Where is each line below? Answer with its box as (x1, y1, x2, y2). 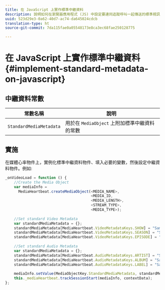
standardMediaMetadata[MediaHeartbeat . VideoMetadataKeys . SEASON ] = (14, 230, 155, 235)
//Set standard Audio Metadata (14, 244, 78, 249)
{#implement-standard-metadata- (5, 63, 149, 74)
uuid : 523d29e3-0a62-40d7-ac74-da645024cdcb (5, 16, 98, 21)
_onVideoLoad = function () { (5, 175, 67, 180)
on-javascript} (5, 74, 66, 85)
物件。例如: (9, 165, 33, 171)
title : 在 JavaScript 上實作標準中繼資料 (5, 7, 83, 12)
